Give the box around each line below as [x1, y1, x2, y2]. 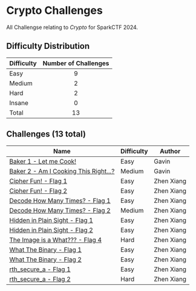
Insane [9, 98, 28, 107]
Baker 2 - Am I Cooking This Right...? [9, 167, 115, 175]
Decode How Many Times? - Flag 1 [9, 196, 111, 205]
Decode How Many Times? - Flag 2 [9, 206, 111, 214]
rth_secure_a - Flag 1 [9, 265, 71, 273]
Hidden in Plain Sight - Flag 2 [9, 226, 94, 234]
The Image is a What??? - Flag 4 [9, 235, 102, 244]
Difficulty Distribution [6, 41, 90, 51]
